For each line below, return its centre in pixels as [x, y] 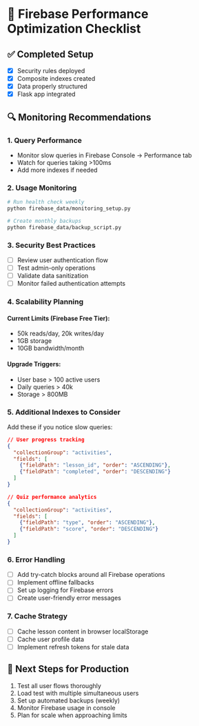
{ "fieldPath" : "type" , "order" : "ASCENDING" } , [87, 523]
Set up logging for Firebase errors [65, 590]
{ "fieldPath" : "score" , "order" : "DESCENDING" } [89, 529]
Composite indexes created [56, 79]
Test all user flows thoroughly [59, 685]
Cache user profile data [51, 639]
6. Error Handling [36, 560]
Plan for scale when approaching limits [72, 715]
